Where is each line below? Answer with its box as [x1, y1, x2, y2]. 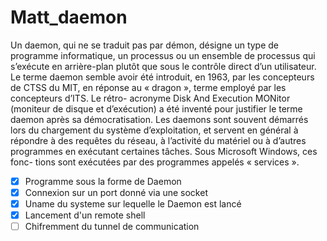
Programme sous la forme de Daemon [24, 175, 182, 187]
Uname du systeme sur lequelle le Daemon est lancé [24, 198, 242, 210]
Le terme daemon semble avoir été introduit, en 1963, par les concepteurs [10, 71, 315, 83]
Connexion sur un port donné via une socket [24, 187, 208, 198]
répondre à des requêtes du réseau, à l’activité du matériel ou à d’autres [10, 134, 307, 146]
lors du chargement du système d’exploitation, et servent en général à [10, 124, 299, 136]
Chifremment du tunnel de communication [24, 221, 200, 233]
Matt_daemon [10, 6, 128, 29]
